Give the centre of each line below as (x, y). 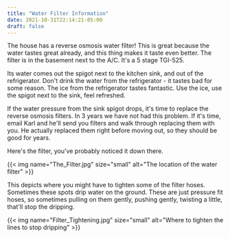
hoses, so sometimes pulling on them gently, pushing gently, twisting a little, (115, 200)
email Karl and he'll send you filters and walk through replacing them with (111, 123)
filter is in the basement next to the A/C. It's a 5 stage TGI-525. (96, 60)
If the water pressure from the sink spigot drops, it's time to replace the (108, 109)
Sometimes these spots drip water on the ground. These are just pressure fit (115, 192)
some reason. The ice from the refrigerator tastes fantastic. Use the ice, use (115, 88)
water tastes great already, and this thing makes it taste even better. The (109, 53)
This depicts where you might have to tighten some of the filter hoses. (106, 185)
